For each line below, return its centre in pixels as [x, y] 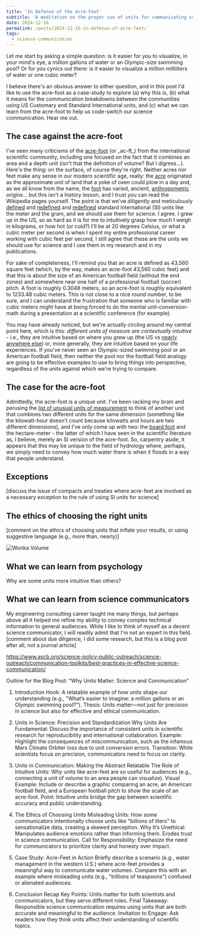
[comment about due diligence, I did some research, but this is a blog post [97, 639]
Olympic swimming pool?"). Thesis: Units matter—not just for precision [101, 705]
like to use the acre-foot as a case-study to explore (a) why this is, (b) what [98, 93]
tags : [13, 34]
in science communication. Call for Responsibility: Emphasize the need [101, 840]
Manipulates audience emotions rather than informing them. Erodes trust [103, 833]
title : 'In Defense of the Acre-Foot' [54, 12]
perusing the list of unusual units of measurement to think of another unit [95, 408]
